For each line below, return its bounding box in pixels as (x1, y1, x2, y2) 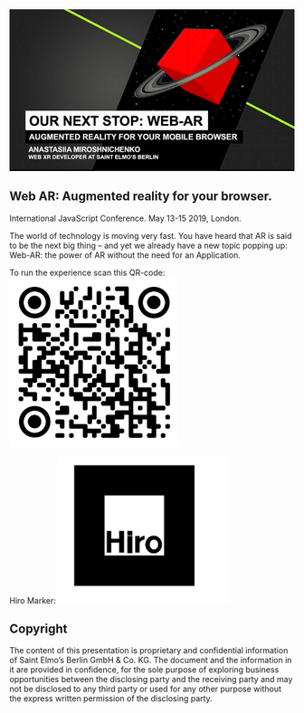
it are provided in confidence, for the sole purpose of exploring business (9, 664, 280, 675)
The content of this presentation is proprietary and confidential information (9, 645, 289, 656)
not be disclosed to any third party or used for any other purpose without (9, 683, 282, 695)
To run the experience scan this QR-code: (9, 267, 166, 278)
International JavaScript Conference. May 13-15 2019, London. (9, 213, 242, 223)
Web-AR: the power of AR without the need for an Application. (9, 249, 242, 261)
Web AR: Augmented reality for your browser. (9, 189, 273, 204)
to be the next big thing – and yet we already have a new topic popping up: (9, 240, 288, 251)
